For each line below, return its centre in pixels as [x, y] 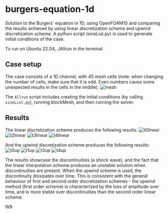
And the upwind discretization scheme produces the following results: [77, 145]
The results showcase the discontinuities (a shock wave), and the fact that [82, 160]
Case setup [23, 64]
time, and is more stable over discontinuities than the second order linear [81, 191]
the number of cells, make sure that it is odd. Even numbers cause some [80, 81]
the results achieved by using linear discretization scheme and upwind [78, 28]
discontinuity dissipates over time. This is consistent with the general [76, 175]
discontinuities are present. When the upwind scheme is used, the [73, 170]
